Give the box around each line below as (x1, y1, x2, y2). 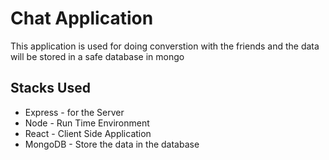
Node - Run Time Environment (24, 117, 150, 129)
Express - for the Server (24, 106, 125, 118)
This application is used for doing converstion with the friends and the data (10, 40, 320, 52)
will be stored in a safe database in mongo (10, 50, 185, 62)
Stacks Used (10, 80, 91, 97)
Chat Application (10, 7, 154, 30)
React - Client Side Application (24, 127, 152, 139)
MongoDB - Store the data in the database (24, 138, 200, 150)
